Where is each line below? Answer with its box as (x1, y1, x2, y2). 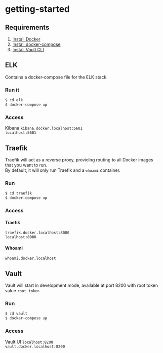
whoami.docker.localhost (5, 256, 56, 261)
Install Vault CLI (12, 47, 44, 52)
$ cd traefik (5, 191, 32, 196)
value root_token (5, 288, 40, 294)
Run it (5, 86, 20, 93)
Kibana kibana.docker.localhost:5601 (5, 125, 83, 131)
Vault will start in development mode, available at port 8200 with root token (5, 282, 158, 288)
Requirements (5, 23, 49, 32)
